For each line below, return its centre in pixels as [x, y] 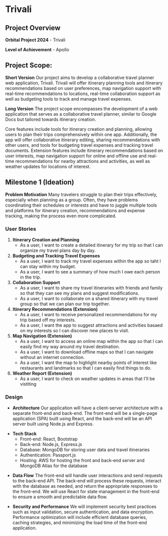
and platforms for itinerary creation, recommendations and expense [75, 210]
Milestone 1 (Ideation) [40, 182]
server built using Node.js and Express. [53, 424]
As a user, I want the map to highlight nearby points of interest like [88, 363]
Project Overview [33, 28]
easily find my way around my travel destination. [70, 346]
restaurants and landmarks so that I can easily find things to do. [86, 368]
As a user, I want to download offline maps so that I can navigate [87, 352]
